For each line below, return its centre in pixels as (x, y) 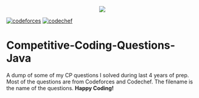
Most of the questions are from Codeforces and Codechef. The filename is (100, 82)
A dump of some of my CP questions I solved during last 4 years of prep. (98, 75)
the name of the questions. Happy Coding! (60, 88)
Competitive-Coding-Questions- (91, 45)
